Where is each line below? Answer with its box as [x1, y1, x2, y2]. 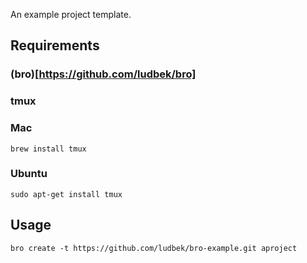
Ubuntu [10, 167, 48, 181]
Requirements [10, 37, 100, 54]
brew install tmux [10, 144, 87, 154]
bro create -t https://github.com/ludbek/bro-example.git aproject [10, 243, 298, 253]
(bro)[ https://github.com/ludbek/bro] [10, 67, 197, 81]
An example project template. [10, 9, 132, 20]
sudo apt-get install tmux [10, 189, 123, 199]
